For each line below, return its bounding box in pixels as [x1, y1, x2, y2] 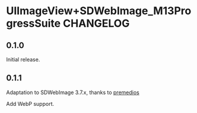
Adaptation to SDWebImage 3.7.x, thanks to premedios [6, 89, 139, 96]
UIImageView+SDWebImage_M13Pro [6, 4, 192, 18]
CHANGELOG [63, 17, 130, 30]
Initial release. [6, 56, 40, 63]
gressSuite [6, 17, 61, 30]
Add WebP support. [6, 100, 55, 107]
